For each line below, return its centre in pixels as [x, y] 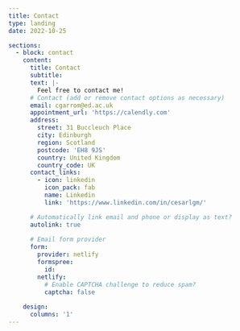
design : [35, 307]
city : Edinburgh [64, 135]
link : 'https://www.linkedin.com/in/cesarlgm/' [125, 202]
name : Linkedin [69, 195]
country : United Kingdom [79, 158]
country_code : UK [66, 165]
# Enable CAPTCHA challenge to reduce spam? [120, 284]
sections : [25, 45]
